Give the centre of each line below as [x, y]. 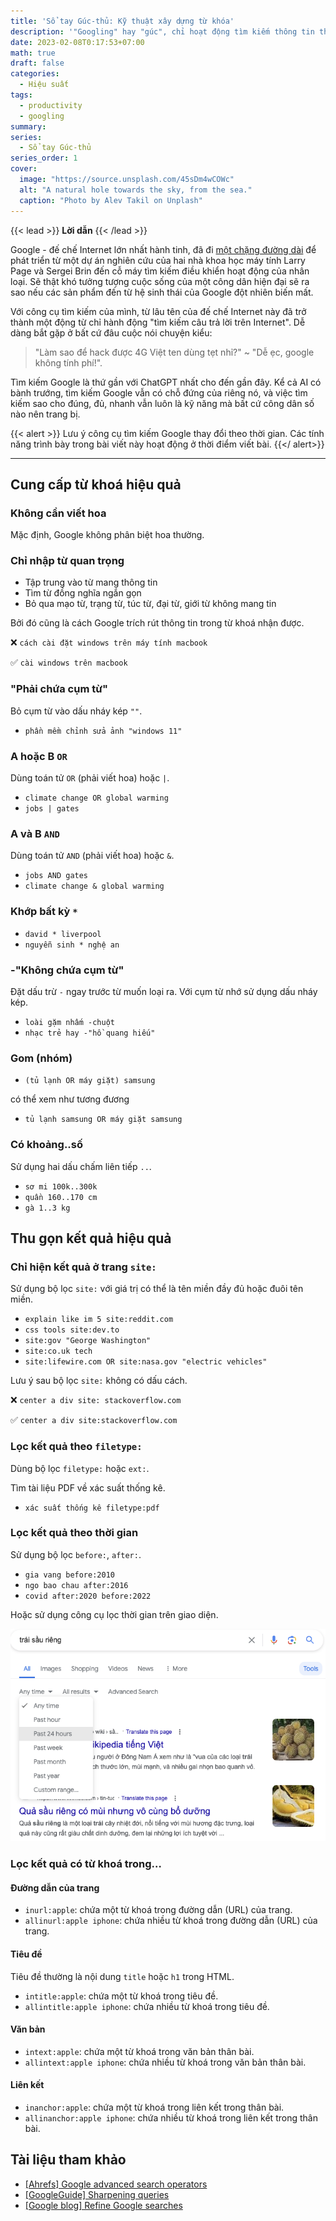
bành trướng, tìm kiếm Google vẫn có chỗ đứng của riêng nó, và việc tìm [159, 392]
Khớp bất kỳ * [44, 912]
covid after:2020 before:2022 [88, 1596]
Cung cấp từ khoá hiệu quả [96, 484]
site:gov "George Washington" [88, 1341]
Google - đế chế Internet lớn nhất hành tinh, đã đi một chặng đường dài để [163, 249]
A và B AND [35, 833]
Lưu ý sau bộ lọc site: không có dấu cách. [99, 1381]
